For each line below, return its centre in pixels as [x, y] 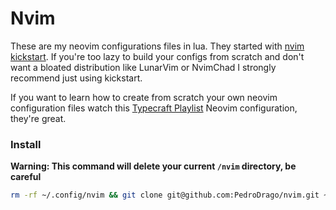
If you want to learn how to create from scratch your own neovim [144, 97]
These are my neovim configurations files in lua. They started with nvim [157, 46]
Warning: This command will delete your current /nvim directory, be [153, 166]
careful [26, 177]
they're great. [38, 118]
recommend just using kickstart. [76, 78]
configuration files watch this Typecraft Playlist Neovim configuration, [154, 108]
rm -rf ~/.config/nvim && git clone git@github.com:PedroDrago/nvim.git [165, 195]
